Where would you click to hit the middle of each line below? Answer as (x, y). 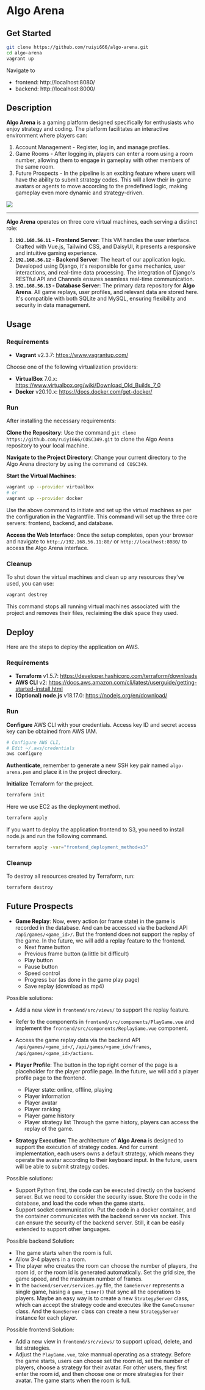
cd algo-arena (24, 53)
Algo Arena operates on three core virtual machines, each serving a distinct (102, 222)
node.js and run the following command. (57, 836)
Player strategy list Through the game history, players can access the (111, 1122)
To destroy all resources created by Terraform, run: (71, 876)
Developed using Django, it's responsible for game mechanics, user (100, 266)
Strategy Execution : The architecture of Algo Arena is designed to (99, 1140)
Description (29, 108)
